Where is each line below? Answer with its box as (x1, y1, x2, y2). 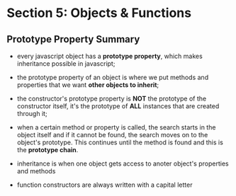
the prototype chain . (16, 146, 79, 154)
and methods (16, 167, 56, 175)
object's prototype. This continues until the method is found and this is (16, 138, 224, 146)
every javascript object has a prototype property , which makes (16, 52, 203, 60)
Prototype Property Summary (6, 33, 140, 45)
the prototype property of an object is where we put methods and (16, 73, 209, 81)
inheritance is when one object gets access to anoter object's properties (16, 159, 229, 168)
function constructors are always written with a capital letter (16, 180, 193, 189)
